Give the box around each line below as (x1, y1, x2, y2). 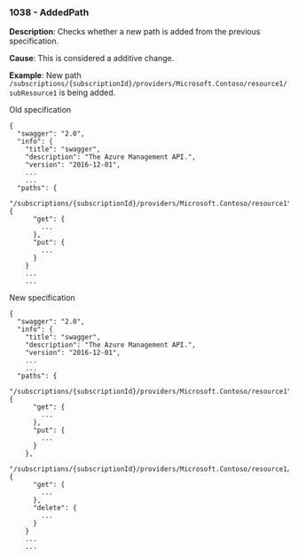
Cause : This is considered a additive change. (9, 53, 175, 64)
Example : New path (9, 70, 82, 81)
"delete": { (32, 504, 77, 513)
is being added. (59, 87, 116, 98)
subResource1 (9, 89, 58, 98)
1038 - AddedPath (9, 6, 90, 19)
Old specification (9, 105, 72, 115)
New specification (9, 293, 75, 303)
